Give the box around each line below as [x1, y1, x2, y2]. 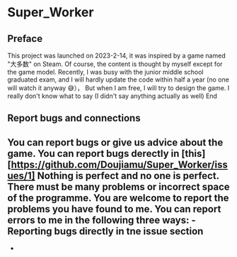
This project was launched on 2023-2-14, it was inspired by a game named [7, 51, 226, 60]
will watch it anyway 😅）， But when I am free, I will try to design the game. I [7, 84, 230, 92]
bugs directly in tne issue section [54, 225, 204, 237]
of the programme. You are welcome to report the [7, 192, 229, 204]
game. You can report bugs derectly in [7, 147, 180, 160]
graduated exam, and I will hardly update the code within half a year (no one [7, 75, 230, 84]
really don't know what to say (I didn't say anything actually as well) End [7, 92, 218, 100]
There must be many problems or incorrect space [7, 180, 230, 192]
